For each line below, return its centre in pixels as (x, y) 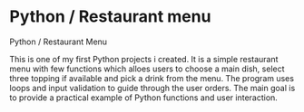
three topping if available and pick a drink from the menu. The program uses (152, 78)
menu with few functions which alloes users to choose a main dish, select (147, 69)
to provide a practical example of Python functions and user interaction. (144, 98)
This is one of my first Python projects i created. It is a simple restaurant (144, 59)
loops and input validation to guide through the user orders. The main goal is (152, 88)
